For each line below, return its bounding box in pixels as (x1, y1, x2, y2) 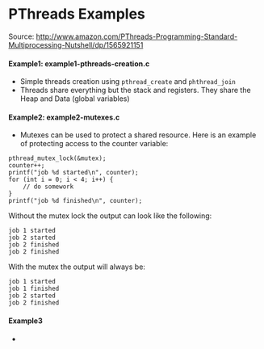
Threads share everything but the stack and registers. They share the (19, 86, 252, 95)
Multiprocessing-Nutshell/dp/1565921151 (8, 40, 144, 49)
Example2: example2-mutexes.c (8, 112, 120, 122)
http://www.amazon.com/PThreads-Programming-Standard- (36, 32, 238, 41)
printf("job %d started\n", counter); (8, 169, 139, 177)
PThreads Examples (8, 5, 145, 23)
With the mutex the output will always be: (8, 262, 145, 271)
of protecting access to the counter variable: (19, 139, 169, 149)
